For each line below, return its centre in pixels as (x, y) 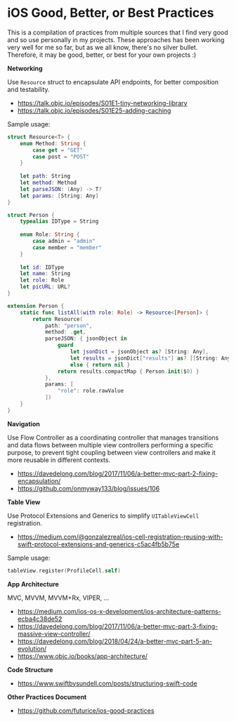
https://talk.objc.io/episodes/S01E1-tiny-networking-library (102, 103)
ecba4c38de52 (40, 619)
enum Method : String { (53, 143)
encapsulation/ (39, 481)
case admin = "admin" (64, 241)
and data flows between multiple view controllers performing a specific (110, 445)
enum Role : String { (50, 235)
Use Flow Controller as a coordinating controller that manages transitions (113, 438)
